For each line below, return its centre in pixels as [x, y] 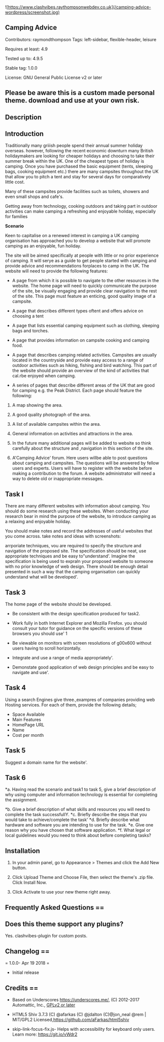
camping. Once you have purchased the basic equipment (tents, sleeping [79, 167]
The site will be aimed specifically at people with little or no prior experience [82, 255]
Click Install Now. [30, 883]
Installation [23, 851]
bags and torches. [30, 331]
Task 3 [15, 592]
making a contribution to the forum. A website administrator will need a [84, 473]
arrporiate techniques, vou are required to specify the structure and [73, 546]
